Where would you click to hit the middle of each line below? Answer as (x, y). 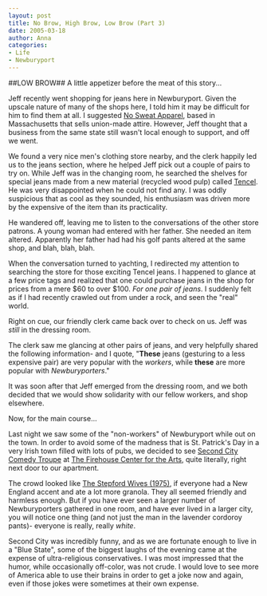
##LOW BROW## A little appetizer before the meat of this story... (115, 83)
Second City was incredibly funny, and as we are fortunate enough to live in (133, 541)
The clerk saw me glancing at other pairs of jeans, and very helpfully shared (133, 345)
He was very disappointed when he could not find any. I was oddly (118, 190)
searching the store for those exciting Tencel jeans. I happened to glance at (132, 271)
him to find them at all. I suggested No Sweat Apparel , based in (112, 115)
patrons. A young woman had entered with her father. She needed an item (130, 231)
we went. (23, 140)
